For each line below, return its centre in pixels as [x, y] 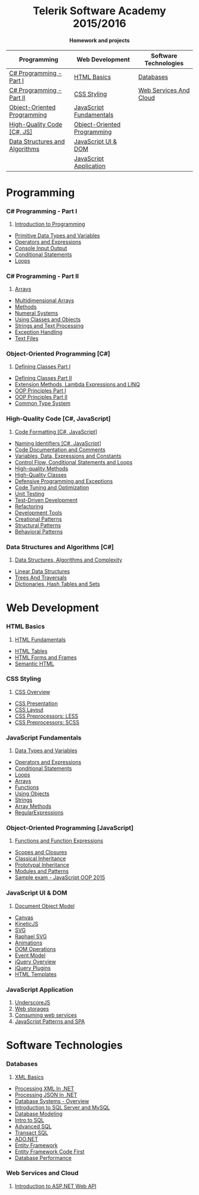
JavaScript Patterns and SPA [50, 1022]
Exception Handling [38, 332]
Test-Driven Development [46, 500]
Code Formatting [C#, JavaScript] [56, 432]
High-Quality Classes [41, 475]
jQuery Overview [35, 961]
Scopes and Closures [41, 852]
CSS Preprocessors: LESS [46, 716]
